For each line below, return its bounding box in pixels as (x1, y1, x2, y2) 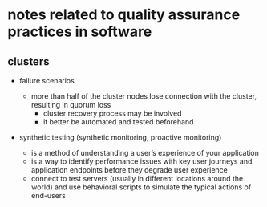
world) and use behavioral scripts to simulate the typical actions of (30, 182, 252, 192)
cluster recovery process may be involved (42, 108, 182, 118)
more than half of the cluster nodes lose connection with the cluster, (30, 91, 257, 101)
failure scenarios (18, 76, 75, 85)
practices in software (7, 22, 152, 41)
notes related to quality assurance (7, 6, 241, 24)
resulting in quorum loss (30, 100, 111, 109)
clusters (7, 55, 50, 68)
